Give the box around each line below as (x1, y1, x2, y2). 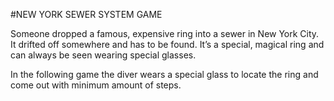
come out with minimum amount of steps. (10, 79, 182, 91)
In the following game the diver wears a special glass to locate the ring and (10, 69, 319, 80)
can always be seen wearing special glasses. (10, 49, 197, 61)
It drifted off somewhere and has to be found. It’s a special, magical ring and (10, 39, 325, 50)
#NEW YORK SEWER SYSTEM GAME (10, 9, 163, 20)
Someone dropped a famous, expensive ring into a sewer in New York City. (10, 28, 320, 39)
